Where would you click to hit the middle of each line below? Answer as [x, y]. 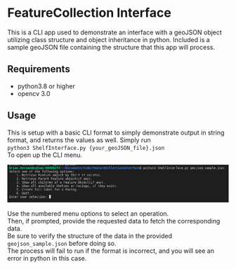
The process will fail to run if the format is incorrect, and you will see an [111, 251]
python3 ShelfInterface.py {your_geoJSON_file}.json [86, 148]
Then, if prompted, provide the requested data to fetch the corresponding [114, 221]
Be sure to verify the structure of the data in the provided [90, 235]
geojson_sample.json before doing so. [62, 243]
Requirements [39, 69]
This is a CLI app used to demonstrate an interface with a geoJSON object [115, 32]
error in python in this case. [47, 258]
